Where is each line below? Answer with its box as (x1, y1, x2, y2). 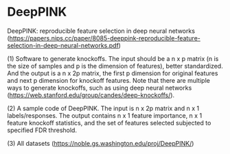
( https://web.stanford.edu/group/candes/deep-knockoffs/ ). (7, 90, 175, 99)
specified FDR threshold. (7, 126, 78, 134)
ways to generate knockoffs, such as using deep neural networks (7, 84, 192, 92)
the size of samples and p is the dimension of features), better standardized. (7, 62, 223, 70)
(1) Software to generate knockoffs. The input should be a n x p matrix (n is (7, 54, 219, 62)
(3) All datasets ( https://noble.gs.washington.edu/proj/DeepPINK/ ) (7, 139, 194, 147)
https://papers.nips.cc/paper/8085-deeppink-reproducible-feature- (9, 34, 201, 42)
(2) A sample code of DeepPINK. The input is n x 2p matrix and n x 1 (7, 104, 200, 112)
